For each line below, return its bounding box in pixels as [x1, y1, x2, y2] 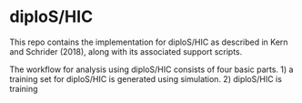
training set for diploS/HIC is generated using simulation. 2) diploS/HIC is [9, 73, 282, 84]
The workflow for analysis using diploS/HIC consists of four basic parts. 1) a [9, 64, 294, 75]
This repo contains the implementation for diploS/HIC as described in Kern [9, 36, 288, 47]
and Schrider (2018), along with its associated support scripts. [9, 46, 243, 57]
